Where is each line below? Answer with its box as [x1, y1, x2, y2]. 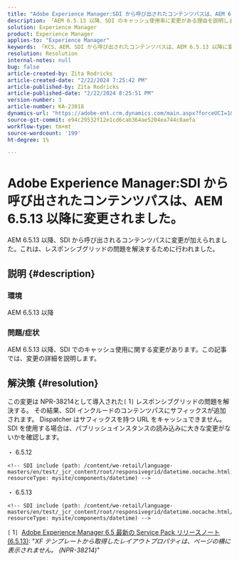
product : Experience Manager [7, 30, 94, 38]
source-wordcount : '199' [7, 130, 81, 137]
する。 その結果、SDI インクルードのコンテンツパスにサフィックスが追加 [13, 406, 226, 414]
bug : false [7, 63, 40, 70]
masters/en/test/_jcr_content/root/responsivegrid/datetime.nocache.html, [7, 468, 234, 476]
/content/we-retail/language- [83, 462, 174, 469]
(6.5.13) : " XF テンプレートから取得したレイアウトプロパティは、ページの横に [7, 537, 231, 545]
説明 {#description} [7, 268, 96, 280]
